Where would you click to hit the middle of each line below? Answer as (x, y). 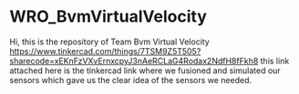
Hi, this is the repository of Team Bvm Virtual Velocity (109, 42)
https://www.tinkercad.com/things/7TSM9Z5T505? (105, 51)
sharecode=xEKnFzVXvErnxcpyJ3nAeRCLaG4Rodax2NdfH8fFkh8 (134, 61)
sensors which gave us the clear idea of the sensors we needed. (131, 80)
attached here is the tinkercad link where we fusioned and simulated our (145, 70)
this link (275, 61)
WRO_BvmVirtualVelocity (108, 17)
